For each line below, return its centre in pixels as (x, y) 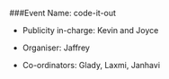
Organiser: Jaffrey (56, 48)
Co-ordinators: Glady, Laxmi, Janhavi (91, 65)
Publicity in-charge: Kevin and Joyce (90, 30)
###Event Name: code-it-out (63, 13)
